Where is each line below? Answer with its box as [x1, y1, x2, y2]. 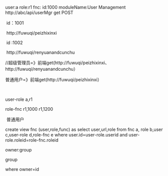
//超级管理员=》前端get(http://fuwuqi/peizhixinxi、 [5, 60, 109, 66]
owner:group [5, 147, 32, 152]
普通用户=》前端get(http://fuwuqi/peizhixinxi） [5, 77, 102, 82]
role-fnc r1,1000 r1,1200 [5, 106, 54, 112]
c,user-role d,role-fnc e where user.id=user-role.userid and [5, 132, 128, 137]
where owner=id [5, 166, 39, 172]
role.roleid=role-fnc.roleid [5, 137, 59, 143]
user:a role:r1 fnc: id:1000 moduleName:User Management [5, 5, 126, 10]
